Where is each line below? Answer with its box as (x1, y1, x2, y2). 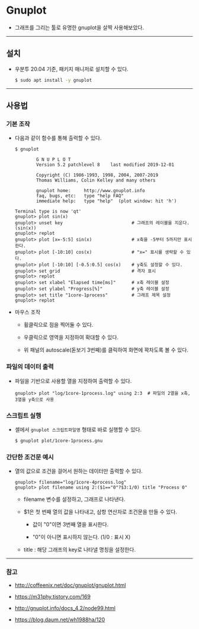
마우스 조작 (14, 309, 41, 316)
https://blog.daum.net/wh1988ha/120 (14, 616, 105, 623)
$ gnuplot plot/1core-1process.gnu (14, 438, 103, 443)
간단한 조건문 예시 (6, 453, 54, 461)
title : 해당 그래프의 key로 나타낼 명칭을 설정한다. (23, 546, 136, 553)
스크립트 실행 (6, 411, 41, 420)
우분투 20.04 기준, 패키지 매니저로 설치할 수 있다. (14, 65, 129, 72)
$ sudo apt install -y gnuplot (14, 77, 92, 83)
